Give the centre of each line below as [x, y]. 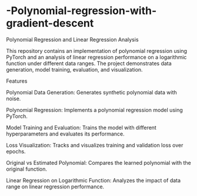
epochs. [16, 151]
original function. [27, 169]
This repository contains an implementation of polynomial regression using [96, 50]
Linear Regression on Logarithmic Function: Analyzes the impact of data [94, 180]
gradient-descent [50, 23]
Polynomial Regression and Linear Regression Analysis [73, 39]
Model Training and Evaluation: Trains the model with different [81, 127]
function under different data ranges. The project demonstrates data [89, 63]
